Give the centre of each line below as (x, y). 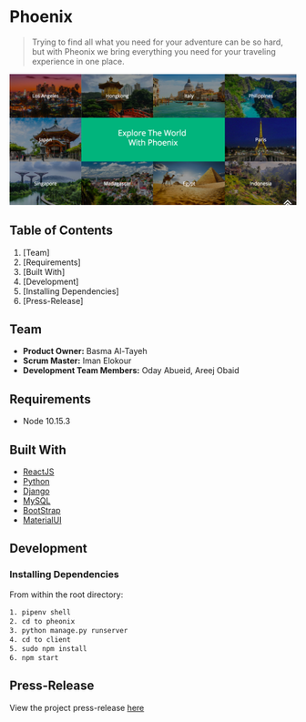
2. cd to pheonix (42, 621)
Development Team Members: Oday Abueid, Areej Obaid (131, 371)
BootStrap (41, 511)
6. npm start (34, 657)
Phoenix (41, 17)
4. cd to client (40, 639)
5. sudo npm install (49, 648)
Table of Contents (61, 231)
